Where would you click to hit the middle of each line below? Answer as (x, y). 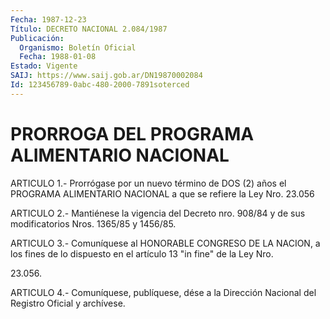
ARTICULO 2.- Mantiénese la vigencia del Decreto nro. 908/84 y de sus (158, 213)
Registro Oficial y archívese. (68, 303)
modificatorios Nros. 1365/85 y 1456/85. (93, 223)
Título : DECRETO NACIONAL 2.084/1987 (89, 29)
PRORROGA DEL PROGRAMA (132, 133)
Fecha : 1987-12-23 (48, 19)
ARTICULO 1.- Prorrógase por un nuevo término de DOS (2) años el (148, 183)
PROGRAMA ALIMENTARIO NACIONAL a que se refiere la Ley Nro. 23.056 (162, 193)
